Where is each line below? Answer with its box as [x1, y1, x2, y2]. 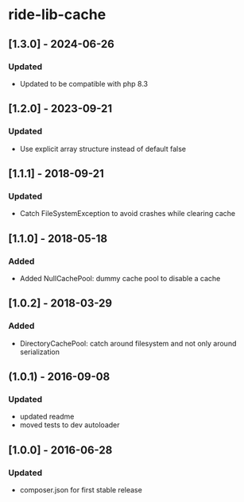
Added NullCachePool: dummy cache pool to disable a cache [19, 273, 221, 283]
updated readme [19, 411, 75, 422]
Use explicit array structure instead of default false [19, 144, 187, 153]
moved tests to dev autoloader [19, 420, 121, 430]
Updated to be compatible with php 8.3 [19, 79, 149, 88]
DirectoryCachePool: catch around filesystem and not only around [19, 338, 237, 348]
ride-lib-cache [8, 6, 107, 24]
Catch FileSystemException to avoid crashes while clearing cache [19, 209, 236, 218]
